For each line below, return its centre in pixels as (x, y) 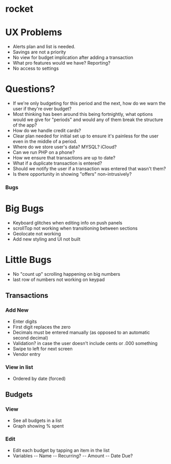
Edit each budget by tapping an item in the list (61, 450)
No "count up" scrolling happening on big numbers (66, 274)
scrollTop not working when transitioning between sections (75, 228)
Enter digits (25, 321)
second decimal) (30, 338)
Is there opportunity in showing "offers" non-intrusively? (72, 174)
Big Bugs (25, 209)
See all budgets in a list (37, 420)
